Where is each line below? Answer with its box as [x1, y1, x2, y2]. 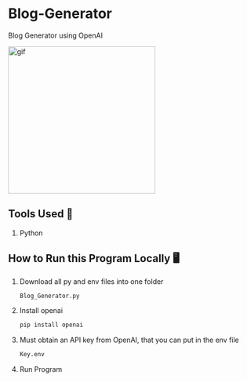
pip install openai [19, 321, 84, 329]
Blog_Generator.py [19, 292, 80, 300]
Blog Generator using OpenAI [8, 31, 104, 40]
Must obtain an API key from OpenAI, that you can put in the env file [19, 335, 239, 345]
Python [19, 228, 43, 238]
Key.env [19, 351, 45, 358]
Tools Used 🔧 [8, 207, 74, 220]
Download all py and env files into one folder [19, 276, 164, 286]
